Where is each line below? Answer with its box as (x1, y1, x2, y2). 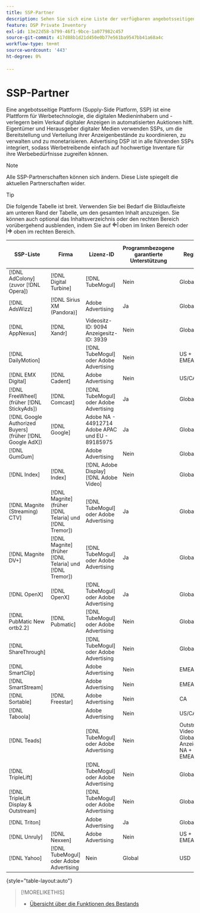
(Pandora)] (50, 308, 78, 315)
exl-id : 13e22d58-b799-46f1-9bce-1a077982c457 (6, 29, 124, 35)
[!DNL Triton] (8, 819, 41, 826)
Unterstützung (130, 257, 168, 264)
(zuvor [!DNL (8, 282, 40, 289)
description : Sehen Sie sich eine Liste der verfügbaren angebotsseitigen (6, 15, 196, 22)
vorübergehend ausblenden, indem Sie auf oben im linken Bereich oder (6, 221, 189, 229)
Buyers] (8, 426, 29, 433)
